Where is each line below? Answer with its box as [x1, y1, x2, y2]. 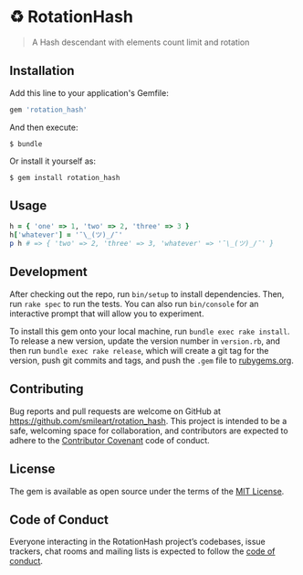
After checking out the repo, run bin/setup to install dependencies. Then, [9, 288, 285, 299]
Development [9, 264, 89, 280]
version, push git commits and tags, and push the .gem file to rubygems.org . [9, 355, 295, 366]
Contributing [9, 381, 84, 397]
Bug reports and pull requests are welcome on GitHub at [9, 405, 222, 417]
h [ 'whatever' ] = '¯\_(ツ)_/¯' [9, 230, 123, 240]
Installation [9, 63, 75, 79]
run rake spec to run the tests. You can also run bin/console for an [9, 298, 259, 309]
